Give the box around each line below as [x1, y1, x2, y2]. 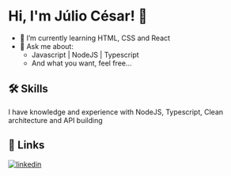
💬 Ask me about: [19, 41, 74, 51]
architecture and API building [8, 115, 103, 125]
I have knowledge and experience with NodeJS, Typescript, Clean [8, 107, 224, 117]
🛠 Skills [8, 82, 49, 95]
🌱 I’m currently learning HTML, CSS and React [19, 33, 171, 43]
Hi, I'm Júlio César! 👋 [8, 7, 148, 25]
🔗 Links [8, 138, 45, 152]
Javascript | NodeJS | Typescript [31, 50, 140, 59]
